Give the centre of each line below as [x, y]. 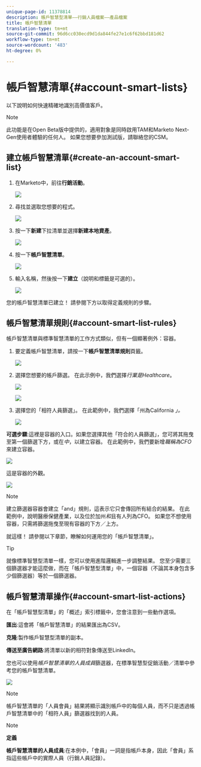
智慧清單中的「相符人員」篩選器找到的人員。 [66, 714]
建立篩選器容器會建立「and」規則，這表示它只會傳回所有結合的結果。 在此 [98, 509]
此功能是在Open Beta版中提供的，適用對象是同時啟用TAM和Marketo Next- [98, 129]
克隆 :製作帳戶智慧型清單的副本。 [46, 638]
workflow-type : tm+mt [33, 40]
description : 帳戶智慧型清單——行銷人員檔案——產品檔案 [67, 17]
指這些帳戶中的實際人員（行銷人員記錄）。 [57, 758]
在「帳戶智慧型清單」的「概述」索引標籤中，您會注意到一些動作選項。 [93, 612]
